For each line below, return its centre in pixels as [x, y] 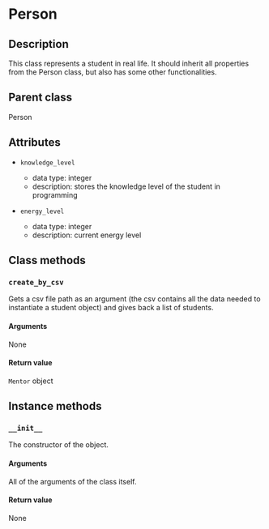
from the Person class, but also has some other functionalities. [113, 72]
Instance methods [55, 406]
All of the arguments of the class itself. [73, 481]
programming [55, 194]
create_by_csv [36, 282]
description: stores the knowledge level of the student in [126, 186]
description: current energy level [87, 235]
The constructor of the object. [59, 445]
